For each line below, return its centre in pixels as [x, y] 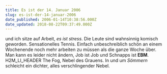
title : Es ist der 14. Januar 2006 [43, 10]
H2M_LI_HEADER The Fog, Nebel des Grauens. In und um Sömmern [76, 60]
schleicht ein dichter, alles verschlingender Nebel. [58, 66]
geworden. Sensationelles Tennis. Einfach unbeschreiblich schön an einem [84, 44]
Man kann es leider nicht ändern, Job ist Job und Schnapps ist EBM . [77, 55]
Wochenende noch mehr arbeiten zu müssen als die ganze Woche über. [81, 50]
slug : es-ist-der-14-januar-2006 [41, 15]
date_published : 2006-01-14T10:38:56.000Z [51, 19]
